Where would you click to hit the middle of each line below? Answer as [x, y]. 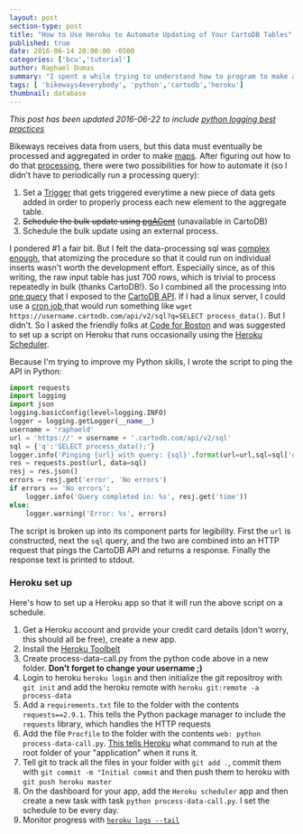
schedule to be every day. [70, 810]
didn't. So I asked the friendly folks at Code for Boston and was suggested [147, 325]
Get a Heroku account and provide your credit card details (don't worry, [156, 629]
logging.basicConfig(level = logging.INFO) [88, 413]
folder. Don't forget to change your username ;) [112, 668]
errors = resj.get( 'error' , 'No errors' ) [88, 480]
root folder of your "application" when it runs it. [110, 752]
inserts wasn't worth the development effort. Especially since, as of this [142, 267]
